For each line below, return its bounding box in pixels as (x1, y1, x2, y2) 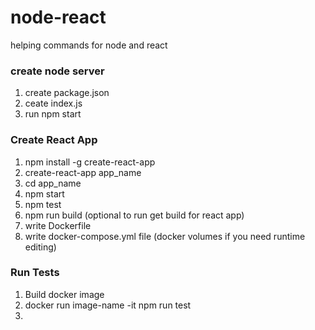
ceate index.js (24, 97, 83, 110)
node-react (10, 6, 107, 29)
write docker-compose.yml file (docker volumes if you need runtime (24, 230, 306, 242)
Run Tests (10, 266, 60, 280)
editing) (24, 241, 57, 253)
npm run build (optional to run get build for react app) (24, 209, 245, 221)
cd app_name (24, 177, 82, 189)
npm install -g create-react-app (24, 156, 156, 168)
